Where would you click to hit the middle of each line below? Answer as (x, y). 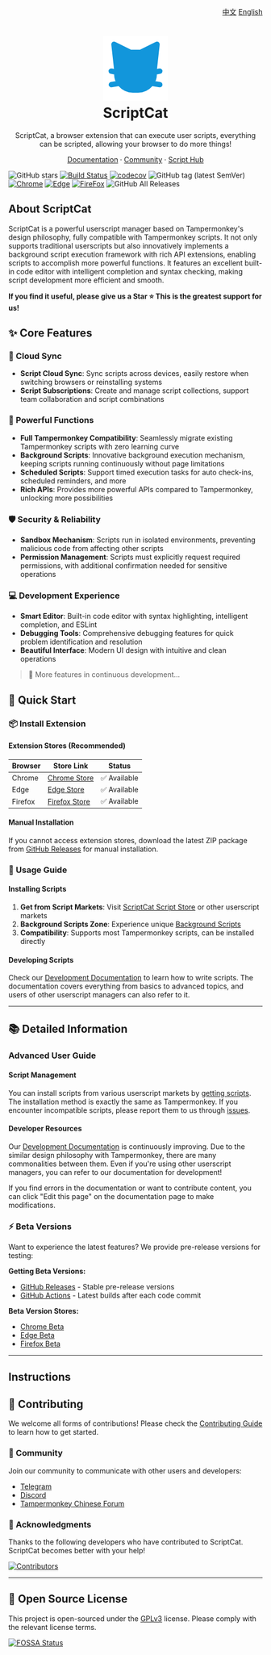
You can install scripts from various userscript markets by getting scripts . (130, 1093)
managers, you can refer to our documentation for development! (115, 1172)
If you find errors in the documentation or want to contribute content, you (130, 1188)
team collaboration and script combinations (92, 399)
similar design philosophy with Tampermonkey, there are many (113, 1155)
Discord (33, 1494)
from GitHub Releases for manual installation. (83, 849)
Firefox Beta (40, 1344)
